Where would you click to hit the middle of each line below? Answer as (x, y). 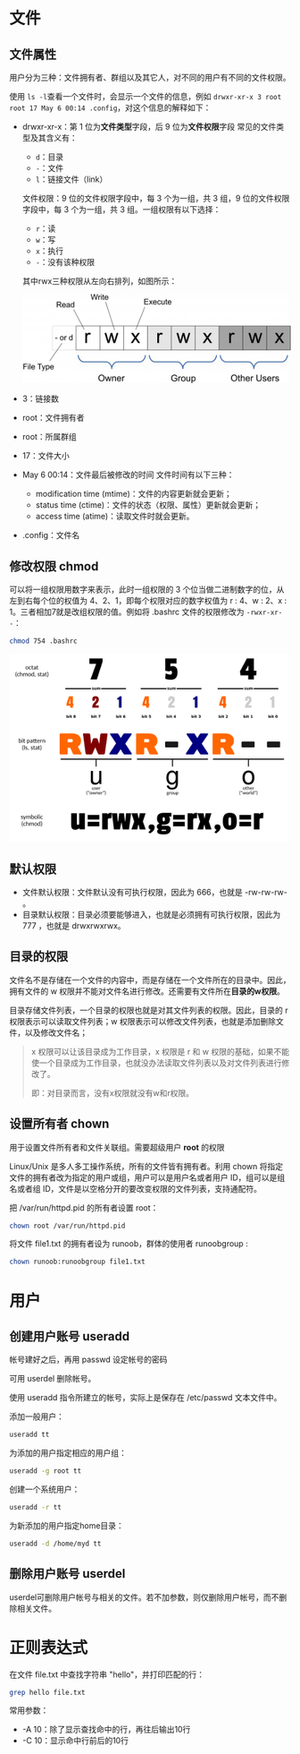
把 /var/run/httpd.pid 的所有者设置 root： (84, 1207)
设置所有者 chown (59, 1124)
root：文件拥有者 (53, 418)
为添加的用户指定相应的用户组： (68, 1453)
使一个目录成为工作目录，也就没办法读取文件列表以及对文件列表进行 (156, 1063)
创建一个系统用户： (45, 1489)
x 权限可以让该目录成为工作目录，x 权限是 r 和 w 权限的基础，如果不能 (160, 1051)
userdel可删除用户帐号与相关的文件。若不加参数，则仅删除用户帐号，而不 (144, 1597)
